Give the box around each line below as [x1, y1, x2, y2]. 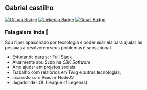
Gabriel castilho [5, 4, 54, 12]
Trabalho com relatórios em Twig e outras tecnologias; [12, 69, 121, 75]
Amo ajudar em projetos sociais [12, 64, 76, 70]
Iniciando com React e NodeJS [12, 75, 74, 80]
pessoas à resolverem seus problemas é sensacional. [5, 45, 112, 51]
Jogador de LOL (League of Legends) [12, 79, 88, 86]
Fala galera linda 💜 [5, 28, 49, 35]
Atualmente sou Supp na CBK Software [12, 59, 91, 65]
